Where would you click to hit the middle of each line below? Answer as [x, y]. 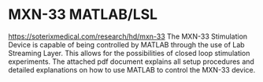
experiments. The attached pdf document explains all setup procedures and [131, 61]
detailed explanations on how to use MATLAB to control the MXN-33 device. [132, 69]
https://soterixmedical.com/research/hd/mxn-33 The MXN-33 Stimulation [128, 36]
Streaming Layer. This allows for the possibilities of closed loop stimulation [129, 53]
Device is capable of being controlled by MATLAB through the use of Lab [127, 44]
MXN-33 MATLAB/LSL [83, 15]
